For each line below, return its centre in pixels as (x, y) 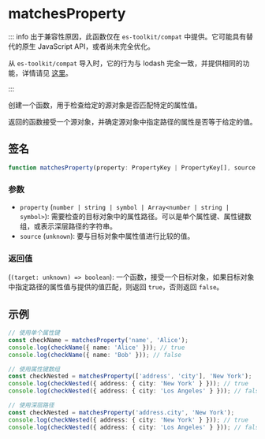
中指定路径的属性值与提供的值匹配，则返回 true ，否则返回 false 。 (116, 287)
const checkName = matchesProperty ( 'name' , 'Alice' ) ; (99, 340)
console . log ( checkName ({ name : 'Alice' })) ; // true (97, 348)
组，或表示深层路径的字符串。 (68, 226)
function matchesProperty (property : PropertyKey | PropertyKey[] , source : (134, 167)
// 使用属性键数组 (34, 369)
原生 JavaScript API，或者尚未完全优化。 (88, 46)
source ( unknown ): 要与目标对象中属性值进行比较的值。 (107, 236)
